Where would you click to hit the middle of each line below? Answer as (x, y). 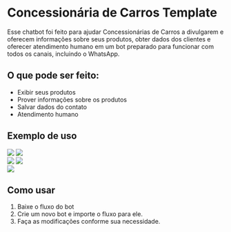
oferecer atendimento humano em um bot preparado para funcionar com (111, 46)
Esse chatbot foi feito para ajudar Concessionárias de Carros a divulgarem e (115, 32)
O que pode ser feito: (53, 76)
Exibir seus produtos (46, 92)
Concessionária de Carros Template (112, 13)
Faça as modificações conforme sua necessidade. (89, 222)
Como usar (31, 190)
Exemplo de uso (42, 136)
